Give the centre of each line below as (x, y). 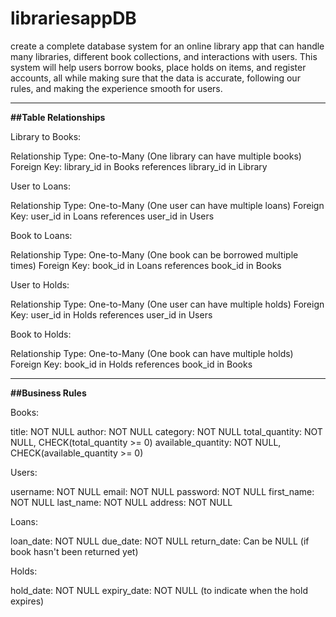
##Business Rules (48, 393)
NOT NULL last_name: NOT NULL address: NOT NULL (121, 502)
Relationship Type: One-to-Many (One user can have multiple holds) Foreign (167, 304)
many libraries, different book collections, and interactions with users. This (164, 56)
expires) (27, 601)
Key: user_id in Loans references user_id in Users (112, 216)
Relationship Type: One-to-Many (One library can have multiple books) (156, 156)
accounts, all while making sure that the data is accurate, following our (155, 78)
